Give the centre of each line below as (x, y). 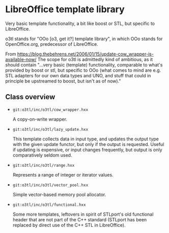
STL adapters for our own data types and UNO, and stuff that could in (78, 75)
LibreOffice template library (65, 9)
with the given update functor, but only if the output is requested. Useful (88, 144)
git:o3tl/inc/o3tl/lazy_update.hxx (50, 129)
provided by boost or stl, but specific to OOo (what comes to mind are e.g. (83, 70)
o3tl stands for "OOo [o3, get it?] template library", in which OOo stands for (84, 39)
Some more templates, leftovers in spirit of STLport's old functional (83, 214)
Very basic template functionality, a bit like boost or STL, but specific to (80, 23)
